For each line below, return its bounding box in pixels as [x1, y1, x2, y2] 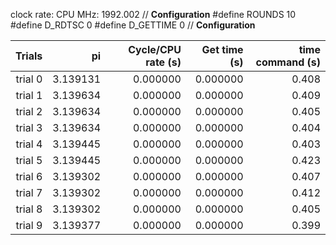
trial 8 [15, 202, 43, 216]
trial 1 [15, 89, 43, 102]
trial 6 [15, 170, 43, 183]
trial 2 [15, 105, 43, 118]
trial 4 [15, 137, 43, 151]
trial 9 [15, 219, 43, 232]
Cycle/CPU [128, 43, 182, 56]
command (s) [255, 55, 321, 69]
